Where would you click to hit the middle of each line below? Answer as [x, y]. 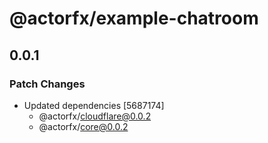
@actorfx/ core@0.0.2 [83, 126]
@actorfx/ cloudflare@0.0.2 [95, 116]
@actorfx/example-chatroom [134, 18]
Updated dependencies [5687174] [94, 105]
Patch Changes [47, 84]
